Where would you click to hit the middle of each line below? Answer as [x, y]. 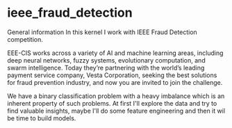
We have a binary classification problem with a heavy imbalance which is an [116, 96]
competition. [25, 39]
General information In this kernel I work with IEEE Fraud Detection [102, 32]
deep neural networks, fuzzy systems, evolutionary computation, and [107, 60]
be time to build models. [42, 118]
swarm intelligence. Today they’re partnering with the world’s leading [106, 67]
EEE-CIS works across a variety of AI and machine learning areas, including [115, 53]
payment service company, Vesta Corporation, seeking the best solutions [112, 75]
